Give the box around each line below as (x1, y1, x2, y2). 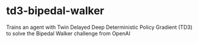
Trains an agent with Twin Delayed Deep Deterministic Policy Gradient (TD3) (6, 24, 193, 31)
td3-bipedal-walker (6, 4, 105, 18)
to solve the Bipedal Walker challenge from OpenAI (6, 29, 130, 37)
